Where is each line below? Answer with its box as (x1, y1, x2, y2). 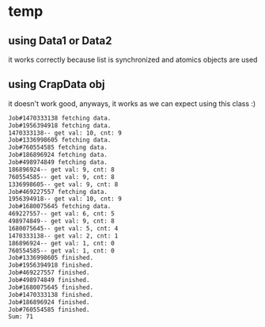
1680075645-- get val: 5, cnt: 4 (8, 224, 119, 232)
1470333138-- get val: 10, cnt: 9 (8, 129, 123, 137)
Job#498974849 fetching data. (8, 158, 108, 166)
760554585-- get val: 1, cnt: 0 (8, 246, 115, 255)
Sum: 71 (8, 313, 34, 321)
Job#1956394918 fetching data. (8, 121, 112, 129)
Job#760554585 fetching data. (8, 143, 108, 152)
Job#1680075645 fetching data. (8, 203, 112, 211)
